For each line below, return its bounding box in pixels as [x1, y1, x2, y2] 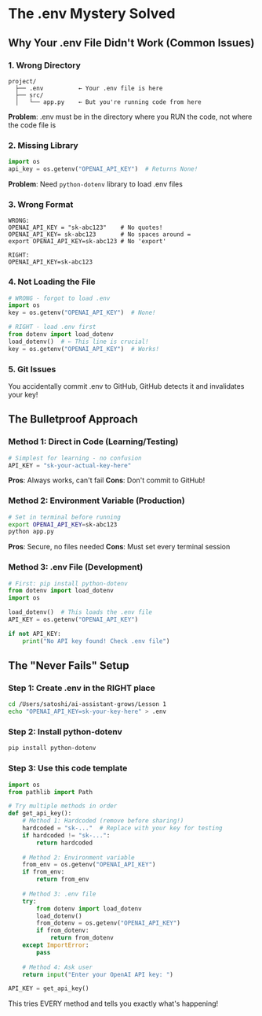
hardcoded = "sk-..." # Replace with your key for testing [22, 824, 223, 832]
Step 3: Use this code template [8, 763, 128, 774]
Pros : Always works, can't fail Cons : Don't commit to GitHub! [8, 475, 206, 485]
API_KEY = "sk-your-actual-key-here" [8, 461, 132, 469]
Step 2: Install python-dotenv [8, 726, 123, 737]
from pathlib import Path [8, 788, 93, 796]
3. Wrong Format [8, 198, 74, 209]
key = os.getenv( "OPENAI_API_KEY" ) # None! [8, 308, 156, 317]
